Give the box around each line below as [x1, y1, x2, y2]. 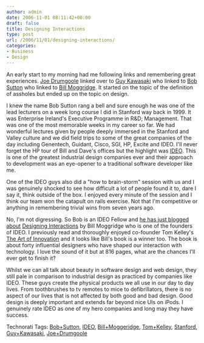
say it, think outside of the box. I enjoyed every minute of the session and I [6, 191, 192, 198]
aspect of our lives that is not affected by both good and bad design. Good [6, 292, 193, 299]
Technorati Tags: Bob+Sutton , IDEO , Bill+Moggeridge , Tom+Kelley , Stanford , [6, 323, 198, 330]
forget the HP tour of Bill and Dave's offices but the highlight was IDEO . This [6, 147, 196, 154]
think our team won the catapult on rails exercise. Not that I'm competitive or [6, 197, 198, 205]
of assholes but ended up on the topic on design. [6, 90, 129, 97]
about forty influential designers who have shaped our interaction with [6, 241, 182, 249]
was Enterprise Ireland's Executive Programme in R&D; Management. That [6, 115, 192, 122]
